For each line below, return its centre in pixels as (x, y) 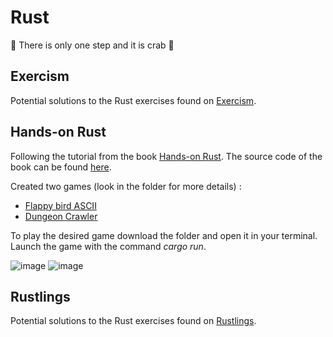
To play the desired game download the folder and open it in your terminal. (164, 235)
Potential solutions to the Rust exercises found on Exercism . (133, 100)
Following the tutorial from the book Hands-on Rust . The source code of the (166, 156)
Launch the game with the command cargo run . (108, 246)
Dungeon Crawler (61, 216)
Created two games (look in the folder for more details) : (126, 186)
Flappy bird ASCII (60, 205)
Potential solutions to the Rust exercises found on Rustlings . (133, 321)
